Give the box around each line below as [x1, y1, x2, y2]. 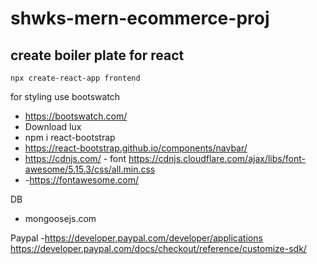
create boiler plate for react [10, 47, 185, 64]
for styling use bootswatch [10, 91, 121, 102]
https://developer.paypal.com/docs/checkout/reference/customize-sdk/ [10, 243, 307, 254]
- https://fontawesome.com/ [24, 174, 140, 186]
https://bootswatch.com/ [24, 110, 128, 122]
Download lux [24, 121, 82, 132]
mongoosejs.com [24, 213, 97, 224]
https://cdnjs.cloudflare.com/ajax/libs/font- [128, 153, 306, 164]
